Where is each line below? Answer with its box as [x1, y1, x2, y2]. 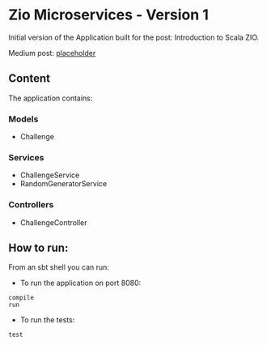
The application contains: [8, 93, 93, 103]
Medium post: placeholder [8, 48, 96, 57]
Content [8, 71, 51, 86]
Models [8, 113, 39, 125]
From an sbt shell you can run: [8, 262, 109, 272]
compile [8, 294, 35, 302]
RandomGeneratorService [19, 179, 108, 189]
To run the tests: [19, 315, 75, 325]
